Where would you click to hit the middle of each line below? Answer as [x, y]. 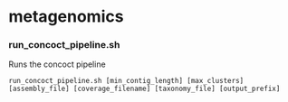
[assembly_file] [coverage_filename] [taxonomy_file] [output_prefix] [144, 89]
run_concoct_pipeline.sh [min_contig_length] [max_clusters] [126, 81]
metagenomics [66, 17]
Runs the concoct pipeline [57, 64]
